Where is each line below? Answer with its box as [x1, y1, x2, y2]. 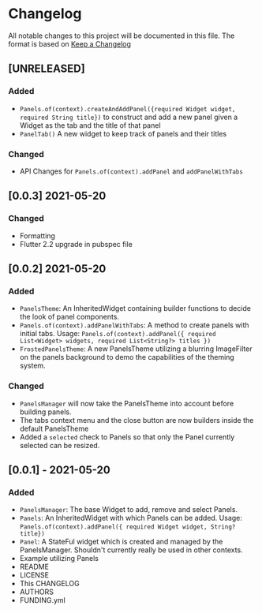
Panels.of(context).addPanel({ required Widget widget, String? [19, 523, 236, 531]
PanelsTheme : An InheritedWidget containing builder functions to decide [19, 304, 251, 313]
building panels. [19, 407, 73, 417]
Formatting [19, 230, 55, 241]
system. [19, 361, 46, 371]
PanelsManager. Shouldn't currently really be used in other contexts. [19, 545, 243, 555]
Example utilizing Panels [19, 554, 99, 563]
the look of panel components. [19, 312, 120, 322]
